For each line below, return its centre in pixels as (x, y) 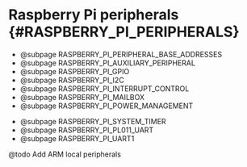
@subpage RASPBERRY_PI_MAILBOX (82, 97)
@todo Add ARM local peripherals (65, 154)
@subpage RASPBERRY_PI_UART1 (77, 138)
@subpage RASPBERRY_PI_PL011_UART (87, 130)
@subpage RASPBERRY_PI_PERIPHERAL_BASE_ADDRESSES (121, 54)
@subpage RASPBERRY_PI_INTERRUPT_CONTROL (105, 88)
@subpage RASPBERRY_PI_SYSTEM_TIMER (93, 121)
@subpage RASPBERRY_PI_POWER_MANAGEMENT (107, 106)
